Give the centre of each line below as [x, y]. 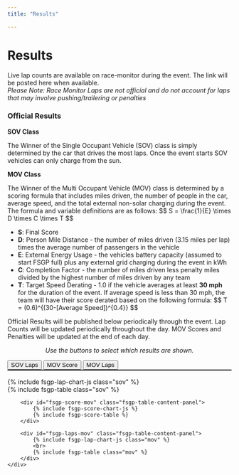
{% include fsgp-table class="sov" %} [63, 389]
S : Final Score [38, 232]
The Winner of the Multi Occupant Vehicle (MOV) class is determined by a [116, 188]
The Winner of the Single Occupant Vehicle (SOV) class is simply [102, 145]
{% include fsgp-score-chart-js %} [86, 409]
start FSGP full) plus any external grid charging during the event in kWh [122, 262]
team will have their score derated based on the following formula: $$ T [122, 300]
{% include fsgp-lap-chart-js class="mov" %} [102, 439]
